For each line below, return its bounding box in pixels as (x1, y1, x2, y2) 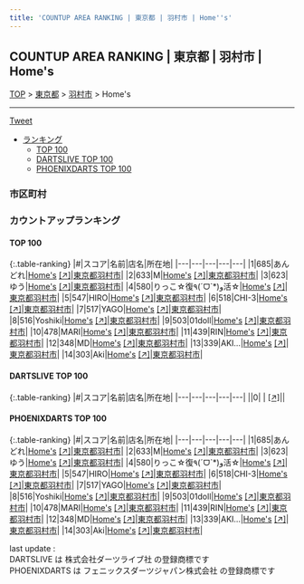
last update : (9, 542, 56, 553)
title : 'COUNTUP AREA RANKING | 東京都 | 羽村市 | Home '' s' (9, 13, 233, 23)
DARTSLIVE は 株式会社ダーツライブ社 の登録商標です (9, 553, 210, 564)
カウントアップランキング (9, 215, 120, 227)
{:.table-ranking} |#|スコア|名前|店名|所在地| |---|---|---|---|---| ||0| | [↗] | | (9, 391, 286, 403)
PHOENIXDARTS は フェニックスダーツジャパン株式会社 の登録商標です (9, 565, 276, 576)
